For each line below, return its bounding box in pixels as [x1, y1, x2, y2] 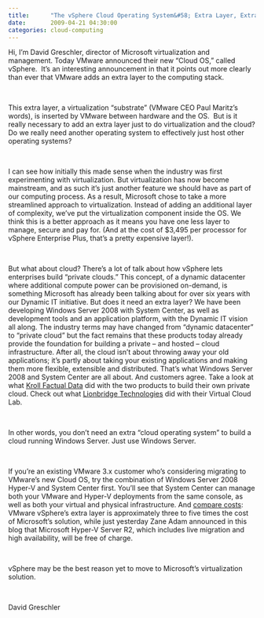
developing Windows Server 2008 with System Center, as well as [8, 305, 219, 315]
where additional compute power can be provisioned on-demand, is [8, 280, 228, 291]
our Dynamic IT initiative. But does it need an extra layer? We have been [8, 298, 241, 307]
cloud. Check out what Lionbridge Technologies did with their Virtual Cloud [8, 389, 251, 399]
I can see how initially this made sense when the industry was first [8, 166, 222, 177]
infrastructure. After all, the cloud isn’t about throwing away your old [8, 347, 229, 357]
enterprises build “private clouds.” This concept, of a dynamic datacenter [8, 272, 246, 282]
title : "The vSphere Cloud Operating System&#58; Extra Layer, [8, 11, 237, 20]
